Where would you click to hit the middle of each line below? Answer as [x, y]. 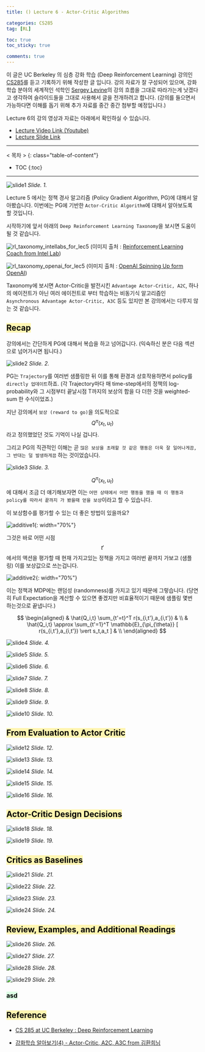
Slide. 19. [42, 840]
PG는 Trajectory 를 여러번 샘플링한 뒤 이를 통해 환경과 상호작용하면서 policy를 [99, 376]
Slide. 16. [42, 795]
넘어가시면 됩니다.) [40, 351]
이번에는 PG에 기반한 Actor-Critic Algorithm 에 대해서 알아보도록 [113, 205]
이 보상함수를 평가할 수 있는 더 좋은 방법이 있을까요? [68, 513]
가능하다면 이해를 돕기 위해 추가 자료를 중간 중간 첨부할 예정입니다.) [86, 105]
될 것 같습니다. [23, 234]
